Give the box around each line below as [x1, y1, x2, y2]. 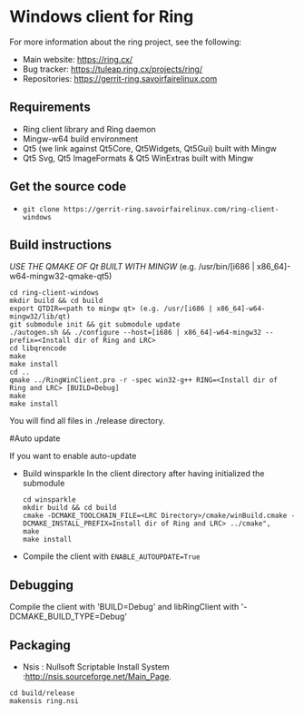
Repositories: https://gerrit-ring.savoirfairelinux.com [22, 73, 218, 83]
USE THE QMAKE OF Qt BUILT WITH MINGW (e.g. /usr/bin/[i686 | [9, 261, 256, 272]
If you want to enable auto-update [9, 451, 137, 462]
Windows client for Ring [9, 6, 194, 27]
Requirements [9, 100, 91, 115]
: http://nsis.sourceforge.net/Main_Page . [22, 671, 172, 681]
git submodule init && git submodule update [9, 320, 181, 329]
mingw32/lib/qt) [9, 312, 71, 321]
